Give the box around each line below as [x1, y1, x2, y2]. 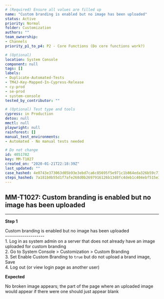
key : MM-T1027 [5, 157, 34, 162]
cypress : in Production [5, 111, 54, 117]
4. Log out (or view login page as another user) [5, 264, 100, 270]
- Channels [5, 39, 27, 44]
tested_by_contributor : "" [5, 98, 60, 103]
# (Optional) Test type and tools [5, 107, 76, 112]
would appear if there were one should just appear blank [5, 289, 119, 295]
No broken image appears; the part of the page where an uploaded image [5, 283, 154, 289]
